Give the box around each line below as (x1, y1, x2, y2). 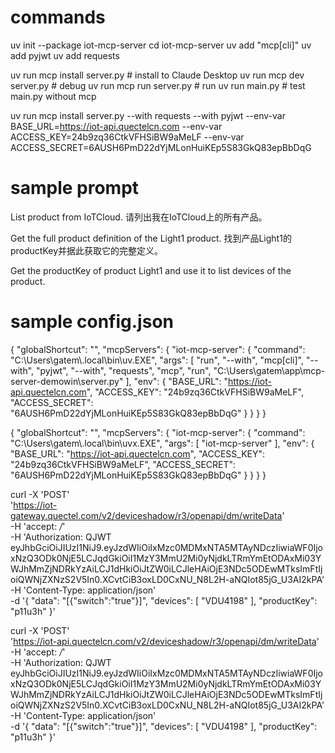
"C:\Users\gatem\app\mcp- (213, 364, 326, 376)
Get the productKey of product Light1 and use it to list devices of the (10, 264, 292, 276)
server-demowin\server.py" (10, 375, 124, 387)
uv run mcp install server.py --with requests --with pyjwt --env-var (10, 109, 286, 121)
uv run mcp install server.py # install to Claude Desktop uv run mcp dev (10, 69, 305, 81)
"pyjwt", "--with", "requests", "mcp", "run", (36, 364, 212, 376)
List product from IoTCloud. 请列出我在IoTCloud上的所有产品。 (10, 211, 268, 223)
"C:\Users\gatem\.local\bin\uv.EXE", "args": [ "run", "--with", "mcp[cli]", (10, 354, 305, 366)
